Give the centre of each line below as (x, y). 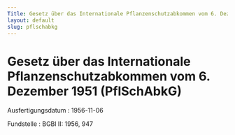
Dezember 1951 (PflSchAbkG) (94, 91)
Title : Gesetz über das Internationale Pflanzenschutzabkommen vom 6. (112, 14)
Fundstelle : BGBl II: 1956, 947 (50, 124)
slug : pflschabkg (33, 27)
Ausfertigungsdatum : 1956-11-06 (55, 111)
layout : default (31, 20)
